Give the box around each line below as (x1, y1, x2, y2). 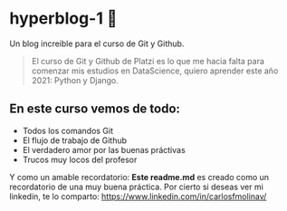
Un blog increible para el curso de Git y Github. (9, 38, 185, 49)
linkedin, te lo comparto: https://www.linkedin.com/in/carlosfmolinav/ (9, 190, 267, 202)
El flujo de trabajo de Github (22, 135, 128, 146)
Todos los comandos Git (22, 125, 114, 136)
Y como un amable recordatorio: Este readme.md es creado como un (9, 171, 270, 182)
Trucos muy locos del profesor (22, 154, 138, 165)
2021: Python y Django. (31, 74, 120, 85)
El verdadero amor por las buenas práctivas (22, 144, 186, 155)
